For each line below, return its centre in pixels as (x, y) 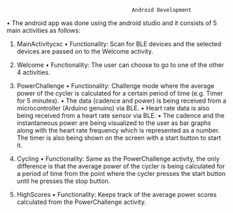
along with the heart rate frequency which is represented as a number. (118, 130)
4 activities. (33, 72)
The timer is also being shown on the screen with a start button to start (119, 138)
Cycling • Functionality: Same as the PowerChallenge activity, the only (118, 159)
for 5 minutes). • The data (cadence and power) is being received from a (121, 101)
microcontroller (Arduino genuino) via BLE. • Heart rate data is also (113, 108)
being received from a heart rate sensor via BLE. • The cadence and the (120, 116)
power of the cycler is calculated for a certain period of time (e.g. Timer (120, 93)
